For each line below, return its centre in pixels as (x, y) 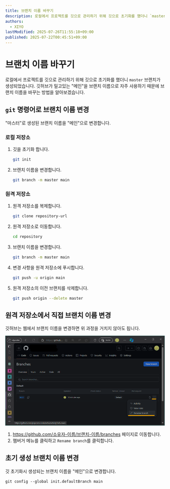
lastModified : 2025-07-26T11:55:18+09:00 (50, 32)
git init (22, 159)
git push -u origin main (39, 278)
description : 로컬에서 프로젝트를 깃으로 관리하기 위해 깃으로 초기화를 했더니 (76, 16)
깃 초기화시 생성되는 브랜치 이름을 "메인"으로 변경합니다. (61, 471)
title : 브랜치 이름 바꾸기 (29, 11)
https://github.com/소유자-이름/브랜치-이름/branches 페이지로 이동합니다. (87, 434)
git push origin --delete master (48, 298)
